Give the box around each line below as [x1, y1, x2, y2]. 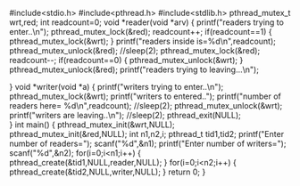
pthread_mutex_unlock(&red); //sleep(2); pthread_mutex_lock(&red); [9, 45, 261, 56]
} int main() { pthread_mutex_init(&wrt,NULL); [9, 119, 176, 130]
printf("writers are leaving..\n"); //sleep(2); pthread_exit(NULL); [9, 110, 241, 120]
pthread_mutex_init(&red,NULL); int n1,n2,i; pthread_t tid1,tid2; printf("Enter [9, 129, 284, 139]
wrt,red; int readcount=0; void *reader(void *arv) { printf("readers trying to [9, 17, 284, 28]
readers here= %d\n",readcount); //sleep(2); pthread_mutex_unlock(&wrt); [9, 101, 283, 110]
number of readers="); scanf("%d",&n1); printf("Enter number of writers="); [9, 138, 287, 149]
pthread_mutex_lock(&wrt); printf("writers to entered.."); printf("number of [9, 91, 281, 101]
